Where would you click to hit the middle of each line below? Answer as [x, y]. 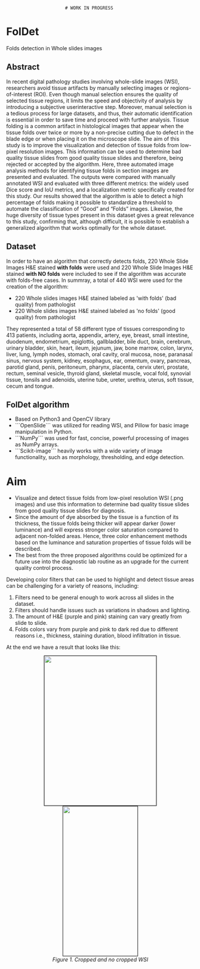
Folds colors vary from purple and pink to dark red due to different [96, 629]
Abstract [23, 67]
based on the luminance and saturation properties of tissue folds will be [103, 543]
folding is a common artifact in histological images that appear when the [95, 126]
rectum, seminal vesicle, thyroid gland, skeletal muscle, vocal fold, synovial [99, 373]
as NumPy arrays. [37, 445]
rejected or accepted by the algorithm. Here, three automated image [90, 164]
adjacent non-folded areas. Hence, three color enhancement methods [101, 536]
